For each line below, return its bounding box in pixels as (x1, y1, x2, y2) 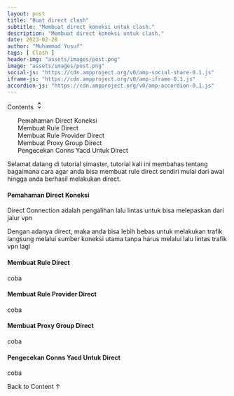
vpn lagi (7, 243, 30, 251)
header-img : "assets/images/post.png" (7, 56, 121, 63)
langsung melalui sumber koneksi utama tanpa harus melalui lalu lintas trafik (7, 235, 228, 243)
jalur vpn (7, 214, 33, 222)
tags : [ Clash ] (7, 50, 55, 57)
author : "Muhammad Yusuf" (7, 43, 83, 50)
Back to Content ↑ (7, 383, 61, 391)
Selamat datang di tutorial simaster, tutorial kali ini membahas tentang (7, 160, 208, 168)
